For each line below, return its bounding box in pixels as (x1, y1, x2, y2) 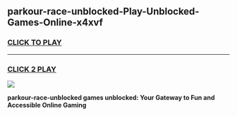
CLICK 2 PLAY (7, 64, 56, 74)
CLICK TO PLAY (7, 38, 62, 48)
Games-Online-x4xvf (7, 17, 104, 29)
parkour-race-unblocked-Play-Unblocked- (7, 6, 200, 18)
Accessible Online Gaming (7, 101, 87, 109)
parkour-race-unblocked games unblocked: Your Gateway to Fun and (7, 93, 215, 101)
